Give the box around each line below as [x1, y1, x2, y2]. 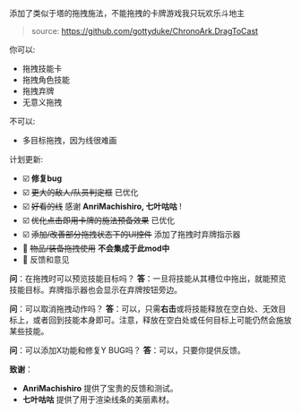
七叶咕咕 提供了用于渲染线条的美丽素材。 [21, 394, 175, 405]
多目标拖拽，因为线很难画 [21, 135, 117, 145]
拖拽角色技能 [21, 74, 70, 85]
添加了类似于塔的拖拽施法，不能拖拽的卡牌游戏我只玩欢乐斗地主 [9, 8, 245, 18]
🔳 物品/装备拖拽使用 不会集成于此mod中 [21, 243, 170, 254]
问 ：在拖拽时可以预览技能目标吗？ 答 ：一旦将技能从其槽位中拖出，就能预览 [9, 273, 287, 284]
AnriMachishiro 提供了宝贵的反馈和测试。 [21, 383, 178, 393]
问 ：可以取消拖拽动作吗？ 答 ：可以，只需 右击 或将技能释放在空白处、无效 [9, 304, 279, 314]
